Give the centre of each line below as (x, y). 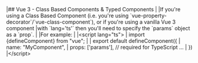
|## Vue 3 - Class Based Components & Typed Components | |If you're (93, 9)
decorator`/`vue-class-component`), (51, 22)
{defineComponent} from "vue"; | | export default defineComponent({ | (93, 41)
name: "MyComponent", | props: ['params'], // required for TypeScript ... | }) (99, 47)
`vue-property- (148, 15)
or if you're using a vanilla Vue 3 (136, 22)
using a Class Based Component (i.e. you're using (68, 15)
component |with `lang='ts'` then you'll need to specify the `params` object (98, 28)
